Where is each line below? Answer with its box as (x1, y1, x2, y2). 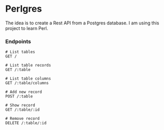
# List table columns (5, 76, 51, 81)
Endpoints (5, 38, 32, 45)
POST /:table (5, 94, 33, 99)
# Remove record (5, 116, 40, 121)
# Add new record (5, 89, 42, 94)
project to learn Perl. (5, 25, 48, 31)
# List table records (5, 63, 51, 68)
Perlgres (5, 3, 42, 15)
